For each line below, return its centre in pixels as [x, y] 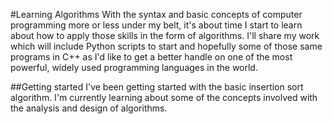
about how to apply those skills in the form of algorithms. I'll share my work [165, 35]
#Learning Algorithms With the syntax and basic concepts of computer [156, 14]
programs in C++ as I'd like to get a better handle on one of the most [151, 57]
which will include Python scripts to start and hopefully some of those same [166, 46]
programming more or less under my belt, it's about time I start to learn [156, 25]
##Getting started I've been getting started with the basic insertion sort [157, 87]
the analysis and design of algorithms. [89, 108]
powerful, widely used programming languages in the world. [134, 67]
